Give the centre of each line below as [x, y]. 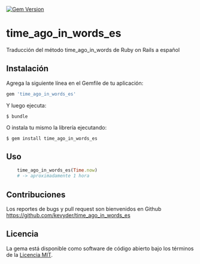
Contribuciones [36, 194]
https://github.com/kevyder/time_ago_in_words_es [68, 215]
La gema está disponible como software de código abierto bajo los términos [100, 248]
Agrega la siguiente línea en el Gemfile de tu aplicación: [75, 83]
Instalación [28, 69]
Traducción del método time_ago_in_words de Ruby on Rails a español [93, 50]
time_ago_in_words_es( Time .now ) [57, 170]
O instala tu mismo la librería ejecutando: [56, 127]
